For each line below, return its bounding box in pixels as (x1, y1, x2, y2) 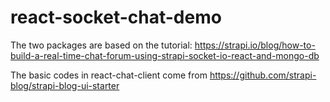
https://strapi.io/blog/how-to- (194, 39, 316, 51)
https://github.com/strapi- (209, 69, 317, 81)
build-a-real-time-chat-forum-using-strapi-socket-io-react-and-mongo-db (10, 49, 320, 61)
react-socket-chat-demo (10, 6, 222, 29)
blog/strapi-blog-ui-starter (10, 79, 120, 91)
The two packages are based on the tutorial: (10, 39, 193, 51)
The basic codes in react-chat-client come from (10, 69, 208, 81)
